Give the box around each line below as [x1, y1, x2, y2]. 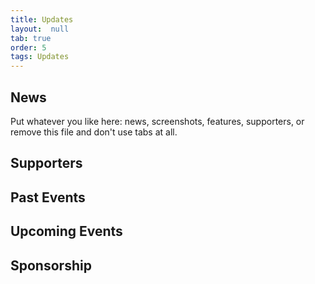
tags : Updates [10, 52, 70, 62]
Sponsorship [10, 257, 92, 274]
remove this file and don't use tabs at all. [10, 126, 178, 138]
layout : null [10, 24, 70, 34]
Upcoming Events [10, 223, 123, 240]
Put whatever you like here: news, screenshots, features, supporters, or [10, 115, 305, 127]
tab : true [10, 33, 52, 43]
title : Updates [10, 14, 74, 25]
